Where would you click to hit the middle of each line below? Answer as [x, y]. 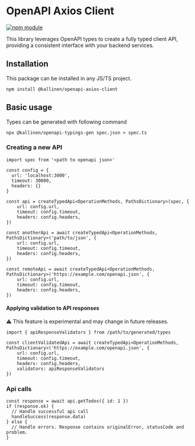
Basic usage [29, 107]
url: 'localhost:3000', [41, 175]
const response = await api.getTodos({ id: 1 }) [67, 401]
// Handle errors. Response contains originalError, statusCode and [98, 427]
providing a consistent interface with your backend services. [80, 45]
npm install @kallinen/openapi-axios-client [62, 89]
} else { [17, 422]
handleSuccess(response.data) [49, 417]
